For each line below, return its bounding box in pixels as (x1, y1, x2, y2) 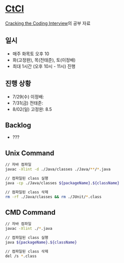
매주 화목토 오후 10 (12, 51, 49, 57)
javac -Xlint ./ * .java (5, 226, 52, 231)
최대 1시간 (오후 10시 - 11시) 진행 (12, 63, 76, 69)
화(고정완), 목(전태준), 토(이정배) (12, 57, 76, 63)
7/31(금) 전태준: (12, 100, 43, 106)
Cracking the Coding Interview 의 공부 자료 (5, 20, 91, 26)
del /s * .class (5, 253, 37, 258)
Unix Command (5, 149, 54, 157)
